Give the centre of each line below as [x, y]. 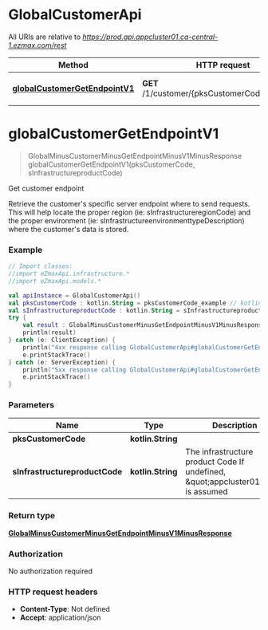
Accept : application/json [60, 618]
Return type [32, 516]
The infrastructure [219, 452]
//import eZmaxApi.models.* [55, 281]
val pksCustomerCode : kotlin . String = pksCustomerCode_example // [123, 303]
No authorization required [51, 571]
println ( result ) [50, 333]
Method [74, 65]
